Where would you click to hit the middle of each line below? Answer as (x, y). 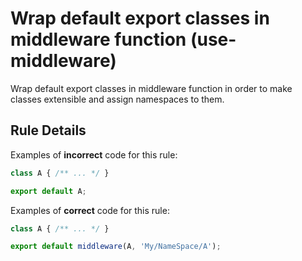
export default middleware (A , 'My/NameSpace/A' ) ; (116, 247)
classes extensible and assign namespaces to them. (117, 99)
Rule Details (48, 130)
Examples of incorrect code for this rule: (94, 154)
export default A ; (48, 191)
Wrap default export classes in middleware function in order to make (151, 88)
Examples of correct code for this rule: (90, 210)
